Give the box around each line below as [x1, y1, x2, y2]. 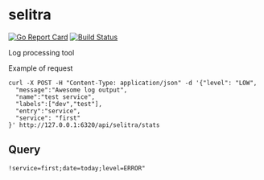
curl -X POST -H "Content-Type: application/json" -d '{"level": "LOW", [8, 79, 258, 87]
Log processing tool [8, 47, 75, 57]
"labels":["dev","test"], [15, 100, 103, 108]
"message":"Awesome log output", [15, 86, 128, 94]
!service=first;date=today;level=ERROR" [8, 164, 146, 172]
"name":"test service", [15, 92, 95, 101]
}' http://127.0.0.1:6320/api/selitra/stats [8, 121, 160, 129]
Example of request [8, 63, 73, 73]
